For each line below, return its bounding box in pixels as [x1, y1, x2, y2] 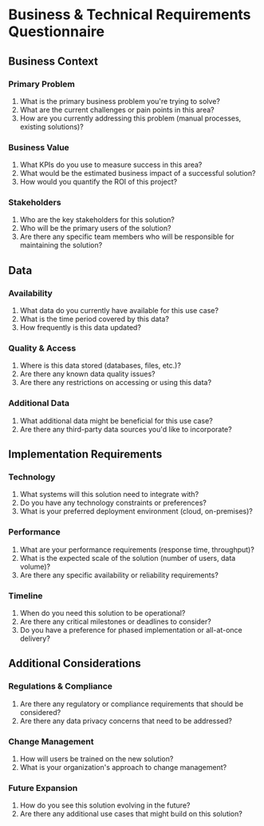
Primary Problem [8, 78, 76, 89]
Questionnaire [8, 22, 105, 41]
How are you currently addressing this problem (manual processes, [19, 113, 242, 123]
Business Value [8, 141, 69, 153]
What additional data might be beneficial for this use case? [19, 415, 213, 425]
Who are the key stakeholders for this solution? [19, 215, 175, 224]
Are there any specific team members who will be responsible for [19, 232, 234, 241]
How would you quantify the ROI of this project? [19, 177, 178, 187]
